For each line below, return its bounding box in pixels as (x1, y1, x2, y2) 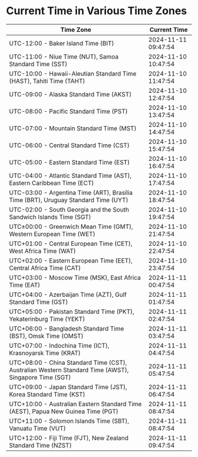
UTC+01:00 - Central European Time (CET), (9, 239, 133, 248)
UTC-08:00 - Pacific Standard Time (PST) (9, 107, 128, 115)
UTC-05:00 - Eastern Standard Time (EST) (9, 158, 130, 166)
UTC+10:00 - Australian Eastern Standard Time (9, 400, 142, 408)
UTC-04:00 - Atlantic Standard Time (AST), (9, 171, 132, 180)
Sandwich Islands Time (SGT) (9, 213, 91, 221)
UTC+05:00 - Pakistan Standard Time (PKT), (9, 307, 134, 316)
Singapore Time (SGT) (9, 373, 71, 381)
